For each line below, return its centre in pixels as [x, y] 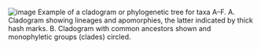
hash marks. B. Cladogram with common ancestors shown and [110, 28]
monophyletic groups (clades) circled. [70, 37]
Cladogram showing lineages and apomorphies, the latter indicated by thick [130, 20]
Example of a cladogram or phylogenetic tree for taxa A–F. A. [137, 12]
